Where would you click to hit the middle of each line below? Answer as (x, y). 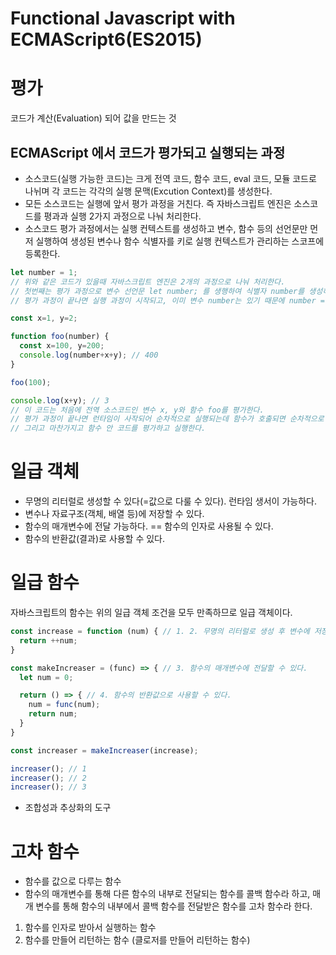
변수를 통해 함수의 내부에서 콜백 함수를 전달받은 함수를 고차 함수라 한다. (174, 906)
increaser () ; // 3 (48, 787)
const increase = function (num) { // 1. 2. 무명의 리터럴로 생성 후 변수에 (160, 632)
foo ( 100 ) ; (31, 382)
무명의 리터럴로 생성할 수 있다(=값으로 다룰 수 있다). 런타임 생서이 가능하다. (170, 501)
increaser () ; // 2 (48, 778)
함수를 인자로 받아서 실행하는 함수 (90, 928)
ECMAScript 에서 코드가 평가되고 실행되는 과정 (148, 152)
